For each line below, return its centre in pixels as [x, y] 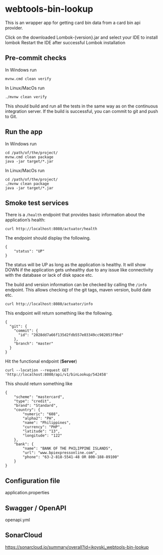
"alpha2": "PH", [39, 419]
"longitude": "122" [43, 436]
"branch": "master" [34, 344]
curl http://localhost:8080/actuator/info [49, 304]
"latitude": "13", [41, 431]
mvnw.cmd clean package [29, 157]
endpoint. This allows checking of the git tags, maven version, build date [78, 290]
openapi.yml [18, 520]
